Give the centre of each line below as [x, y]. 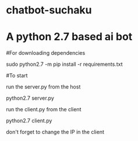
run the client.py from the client [44, 110]
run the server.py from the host [43, 87]
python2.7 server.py [30, 98]
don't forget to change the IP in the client [55, 132]
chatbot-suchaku [49, 10]
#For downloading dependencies [46, 53]
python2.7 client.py [29, 121]
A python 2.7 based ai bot [69, 37]
